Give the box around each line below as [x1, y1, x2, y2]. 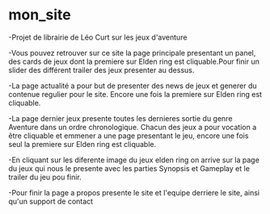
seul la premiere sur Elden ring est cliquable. [8, 139, 157, 149]
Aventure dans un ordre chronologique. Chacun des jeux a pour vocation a [8, 122, 257, 132]
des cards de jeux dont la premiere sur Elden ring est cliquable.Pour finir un [8, 57, 260, 66]
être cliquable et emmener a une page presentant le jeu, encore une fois [8, 131, 249, 141]
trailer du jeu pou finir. [8, 172, 82, 182]
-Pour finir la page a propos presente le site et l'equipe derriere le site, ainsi [8, 187, 260, 197]
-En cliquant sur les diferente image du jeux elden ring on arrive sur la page [8, 155, 260, 165]
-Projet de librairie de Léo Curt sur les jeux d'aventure [8, 32, 188, 42]
